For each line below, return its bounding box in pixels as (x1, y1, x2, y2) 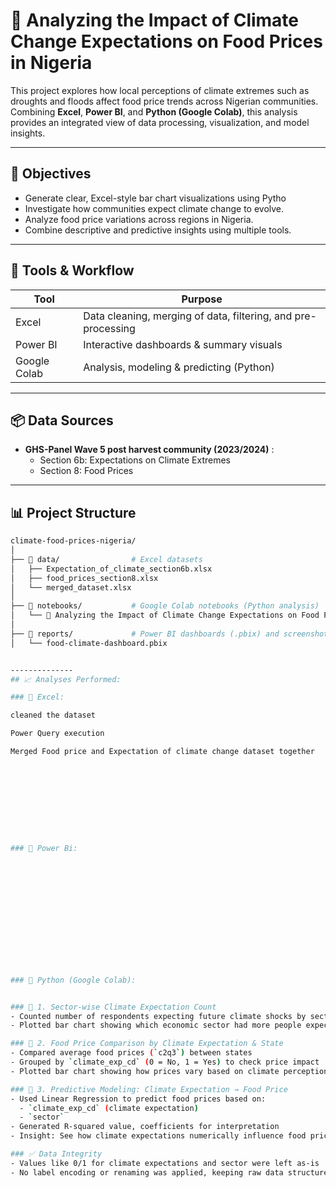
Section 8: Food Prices (39, 465, 134, 477)
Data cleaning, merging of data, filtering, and (83, 309, 293, 323)
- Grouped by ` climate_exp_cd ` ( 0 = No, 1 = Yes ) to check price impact (10, 1057, 320, 1068)
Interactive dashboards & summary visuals (83, 337, 283, 351)
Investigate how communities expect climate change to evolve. (24, 202, 285, 214)
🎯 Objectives (10, 165, 92, 183)
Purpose (181, 292, 223, 306)
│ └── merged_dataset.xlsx (10, 582, 132, 593)
